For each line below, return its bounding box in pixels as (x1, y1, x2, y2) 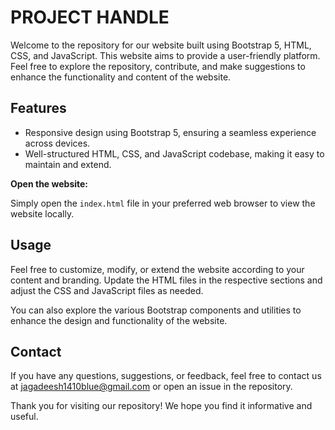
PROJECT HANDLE (10, 6, 170, 29)
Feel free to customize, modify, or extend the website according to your (10, 263, 305, 275)
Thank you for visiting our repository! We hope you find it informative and (10, 400, 313, 412)
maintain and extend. (24, 158, 112, 170)
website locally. (10, 207, 75, 220)
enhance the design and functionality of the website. (10, 314, 228, 326)
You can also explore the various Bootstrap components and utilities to (10, 304, 302, 316)
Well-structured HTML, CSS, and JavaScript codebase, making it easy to (24, 147, 325, 160)
